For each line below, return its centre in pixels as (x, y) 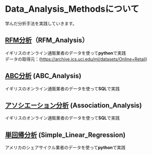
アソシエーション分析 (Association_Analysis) (74, 105)
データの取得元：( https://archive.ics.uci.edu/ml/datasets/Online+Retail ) (76, 59)
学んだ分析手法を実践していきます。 (41, 23)
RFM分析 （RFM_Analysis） (47, 40)
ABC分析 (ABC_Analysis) (43, 76)
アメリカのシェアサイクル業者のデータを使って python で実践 (65, 148)
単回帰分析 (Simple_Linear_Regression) (65, 135)
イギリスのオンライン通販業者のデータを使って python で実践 (66, 53)
